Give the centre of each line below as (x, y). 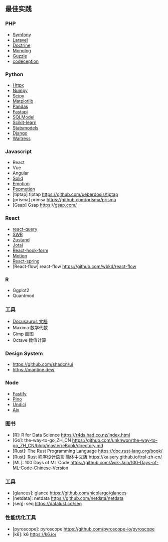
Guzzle (20, 56)
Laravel (20, 40)
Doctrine (22, 45)
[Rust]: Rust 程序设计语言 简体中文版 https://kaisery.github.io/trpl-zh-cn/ (87, 457)
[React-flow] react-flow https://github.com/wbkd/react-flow (74, 266)
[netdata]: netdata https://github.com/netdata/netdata (68, 498)
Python (14, 74)
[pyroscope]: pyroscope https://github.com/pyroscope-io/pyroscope (83, 529)
